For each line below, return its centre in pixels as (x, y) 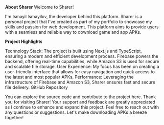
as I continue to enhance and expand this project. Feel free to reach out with (82, 107)
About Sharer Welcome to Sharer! (40, 7)
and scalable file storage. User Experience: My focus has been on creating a (82, 66)
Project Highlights (24, 42)
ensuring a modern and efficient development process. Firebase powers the (82, 56)
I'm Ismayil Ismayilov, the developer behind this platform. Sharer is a (74, 16)
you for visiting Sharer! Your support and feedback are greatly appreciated (80, 102)
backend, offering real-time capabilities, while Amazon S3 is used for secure (82, 61)
